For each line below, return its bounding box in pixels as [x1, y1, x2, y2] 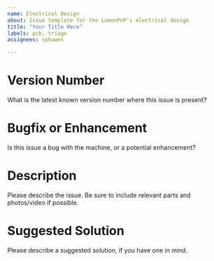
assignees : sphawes [7, 36, 64, 43]
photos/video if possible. [7, 198, 79, 206]
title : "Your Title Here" [7, 23, 83, 30]
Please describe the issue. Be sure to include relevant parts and [7, 190, 191, 199]
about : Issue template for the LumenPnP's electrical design [7, 17, 190, 24]
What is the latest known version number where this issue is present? [7, 96, 208, 104]
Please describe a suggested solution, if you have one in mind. [7, 246, 188, 254]
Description [7, 168, 77, 184]
